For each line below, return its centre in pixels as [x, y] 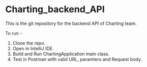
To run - [14, 33]
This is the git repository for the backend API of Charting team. [71, 23]
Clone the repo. [29, 43]
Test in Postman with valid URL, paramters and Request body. [77, 59]
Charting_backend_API [55, 9]
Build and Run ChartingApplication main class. [61, 54]
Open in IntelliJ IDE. [33, 48]
